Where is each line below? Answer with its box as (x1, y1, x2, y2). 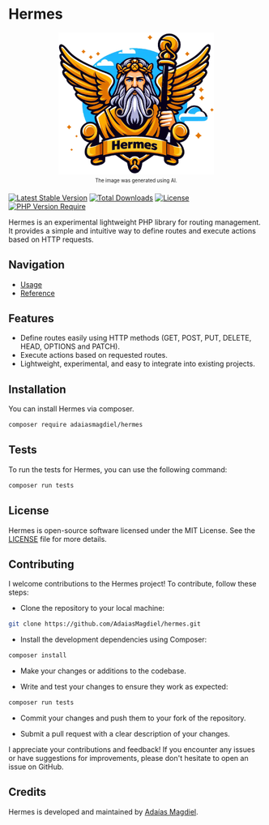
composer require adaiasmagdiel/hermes (8, 421, 143, 429)
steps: (8, 587, 29, 597)
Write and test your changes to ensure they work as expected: (19, 682, 228, 692)
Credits (8, 785, 47, 799)
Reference (19, 288, 55, 298)
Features (8, 312, 54, 325)
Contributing (8, 557, 75, 571)
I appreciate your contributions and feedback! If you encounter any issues (8, 744, 255, 754)
